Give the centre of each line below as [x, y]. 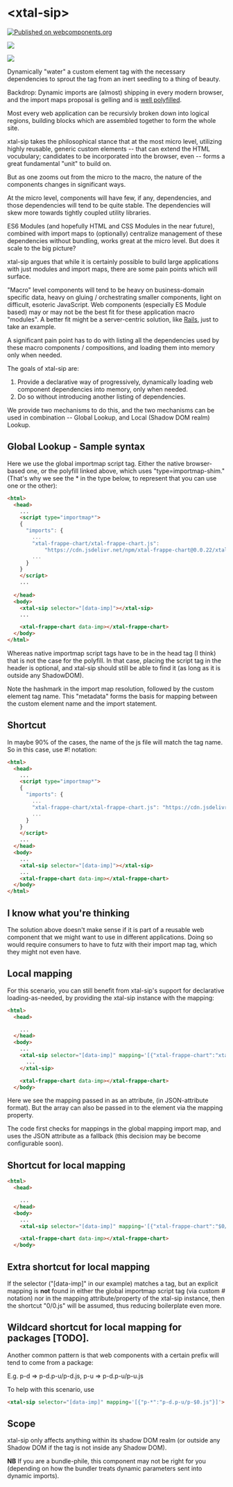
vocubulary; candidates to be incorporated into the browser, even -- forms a [116, 156]
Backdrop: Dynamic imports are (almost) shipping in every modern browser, [115, 92]
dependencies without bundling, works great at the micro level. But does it [113, 240]
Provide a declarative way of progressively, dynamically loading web [115, 382]
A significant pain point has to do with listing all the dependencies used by [113, 340]
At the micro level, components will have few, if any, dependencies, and [109, 198]
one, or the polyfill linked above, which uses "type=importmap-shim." [126, 471]
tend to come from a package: [50, 1362]
